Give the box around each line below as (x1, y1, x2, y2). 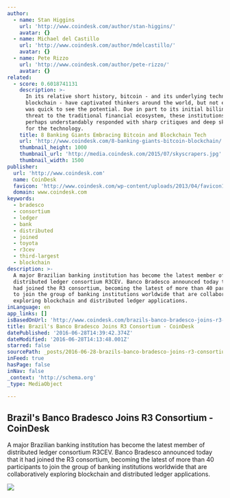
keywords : (7, 195, 36, 203)
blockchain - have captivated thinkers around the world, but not (25, 100, 219, 106)
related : (7, 73, 32, 81)
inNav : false (7, 367, 44, 374)
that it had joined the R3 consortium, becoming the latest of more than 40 (7, 455, 214, 464)
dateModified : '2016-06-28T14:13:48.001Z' (7, 336, 130, 343)
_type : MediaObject (7, 381, 63, 387)
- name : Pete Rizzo (13, 55, 69, 62)
